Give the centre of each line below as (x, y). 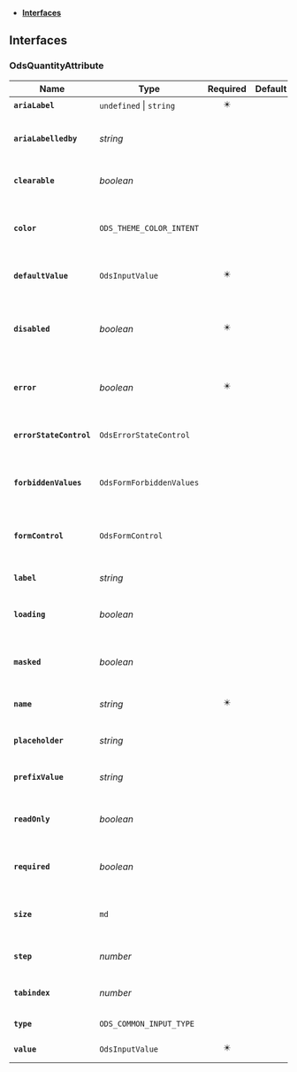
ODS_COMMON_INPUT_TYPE (147, 1023)
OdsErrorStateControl (145, 435)
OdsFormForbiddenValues (149, 482)
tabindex (32, 992)
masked (27, 662)
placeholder (39, 740)
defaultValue (41, 275)
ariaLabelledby (46, 138)
